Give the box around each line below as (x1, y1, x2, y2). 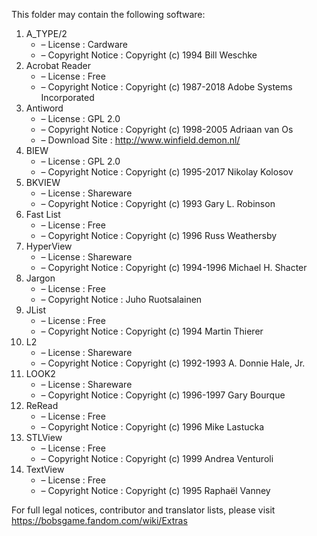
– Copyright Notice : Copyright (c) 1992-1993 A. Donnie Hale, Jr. (40, 357, 306, 369)
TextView (25, 464, 65, 475)
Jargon (25, 272, 56, 284)
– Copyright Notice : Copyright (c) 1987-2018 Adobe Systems (40, 81, 293, 93)
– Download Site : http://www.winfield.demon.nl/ (40, 134, 241, 146)
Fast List (25, 209, 61, 220)
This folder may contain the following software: (11, 9, 206, 20)
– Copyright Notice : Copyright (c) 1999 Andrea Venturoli (40, 453, 274, 464)
